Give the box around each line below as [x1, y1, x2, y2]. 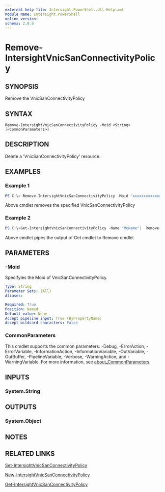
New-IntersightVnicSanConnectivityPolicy [5, 472, 90, 478]
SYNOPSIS [5, 82, 39, 91]
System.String [5, 387, 41, 394]
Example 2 [5, 215, 31, 221]
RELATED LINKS [5, 450, 55, 458]
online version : [5, 16, 38, 21]
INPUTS [5, 373, 29, 381]
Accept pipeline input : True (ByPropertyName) [5, 316, 102, 321]
